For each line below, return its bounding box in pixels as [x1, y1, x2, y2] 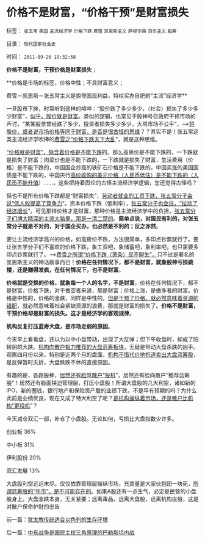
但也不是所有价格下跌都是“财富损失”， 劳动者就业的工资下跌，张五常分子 [6, 192, 188, 199]
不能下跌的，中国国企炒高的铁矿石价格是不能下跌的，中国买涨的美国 [22, 163, 193, 171]
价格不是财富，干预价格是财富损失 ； [6, 65, 98, 73]
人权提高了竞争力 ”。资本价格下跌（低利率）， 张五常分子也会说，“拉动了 [19, 199, 198, 207]
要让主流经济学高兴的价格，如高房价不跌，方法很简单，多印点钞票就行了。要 [6, 235, 199, 243]
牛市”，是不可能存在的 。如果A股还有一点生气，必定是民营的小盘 [35, 487, 197, 495]
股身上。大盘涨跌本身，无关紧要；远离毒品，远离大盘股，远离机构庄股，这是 [6, 495, 199, 502]
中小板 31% [6, 441, 35, 448]
